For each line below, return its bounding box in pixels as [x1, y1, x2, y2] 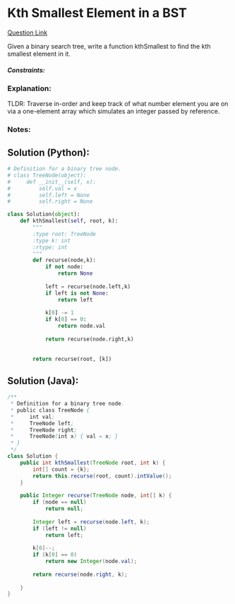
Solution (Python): [7, 146, 90, 158]
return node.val [57, 323, 106, 330]
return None [57, 270, 93, 277]
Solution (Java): [7, 374, 79, 386]
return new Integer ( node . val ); [44, 558, 138, 565]
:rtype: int [32, 244, 68, 251]
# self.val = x [7, 185, 78, 192]
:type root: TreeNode [32, 230, 97, 237]
